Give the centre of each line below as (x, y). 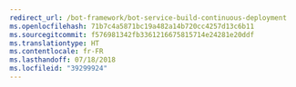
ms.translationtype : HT (55, 43)
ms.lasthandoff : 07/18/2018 (63, 60)
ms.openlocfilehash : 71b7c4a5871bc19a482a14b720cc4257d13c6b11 (132, 26)
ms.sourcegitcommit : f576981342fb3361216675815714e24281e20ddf (132, 34)
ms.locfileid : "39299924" (58, 69)
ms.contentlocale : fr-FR (56, 52)
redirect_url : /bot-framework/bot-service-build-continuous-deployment (148, 18)
